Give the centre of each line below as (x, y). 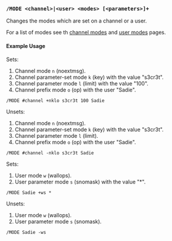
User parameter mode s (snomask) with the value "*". (80, 182)
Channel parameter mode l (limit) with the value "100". (82, 83)
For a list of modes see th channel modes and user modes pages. (86, 33)
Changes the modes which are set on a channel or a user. (77, 21)
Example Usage (26, 46)
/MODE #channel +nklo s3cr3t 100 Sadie (55, 100)
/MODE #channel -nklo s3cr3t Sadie (50, 153)
